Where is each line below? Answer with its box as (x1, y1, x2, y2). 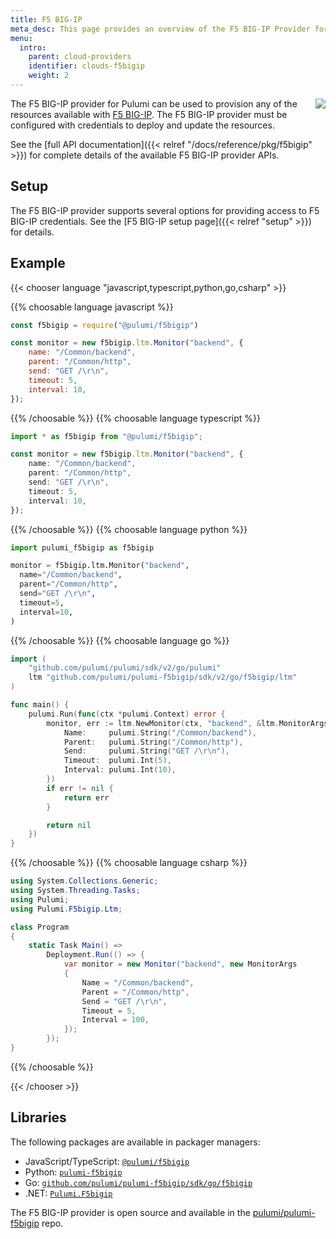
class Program (10, 922, 70, 932)
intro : (19, 42, 47, 53)
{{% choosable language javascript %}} (10, 301, 174, 313)
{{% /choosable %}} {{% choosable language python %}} (10, 523, 248, 535)
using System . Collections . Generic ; (10, 876, 159, 886)
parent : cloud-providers (28, 52, 132, 62)
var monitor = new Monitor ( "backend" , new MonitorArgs (63, 959, 298, 970)
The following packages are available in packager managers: (10, 1136, 261, 1148)
